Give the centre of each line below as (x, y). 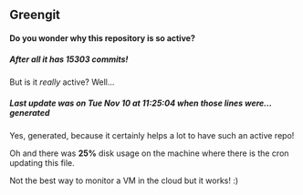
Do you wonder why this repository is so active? (103, 38)
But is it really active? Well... (62, 82)
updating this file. (42, 162)
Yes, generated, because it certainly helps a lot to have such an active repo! (152, 135)
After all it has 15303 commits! (69, 59)
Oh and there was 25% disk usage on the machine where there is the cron (149, 153)
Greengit (35, 15)
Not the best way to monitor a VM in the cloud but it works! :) (124, 180)
